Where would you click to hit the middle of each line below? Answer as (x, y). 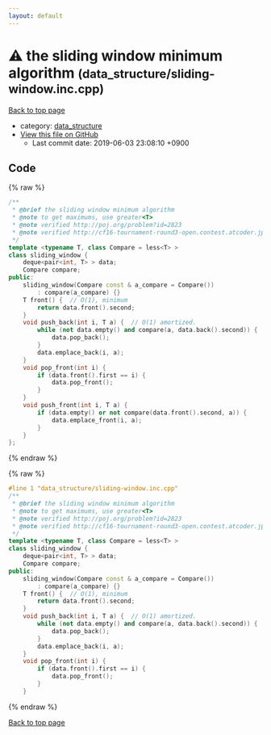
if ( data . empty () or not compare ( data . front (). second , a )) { (142, 413)
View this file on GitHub (59, 134)
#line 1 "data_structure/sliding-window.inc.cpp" (94, 489)
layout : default (35, 16)
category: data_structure (61, 125)
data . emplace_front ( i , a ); (97, 420)
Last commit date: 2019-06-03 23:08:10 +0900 (110, 143)
